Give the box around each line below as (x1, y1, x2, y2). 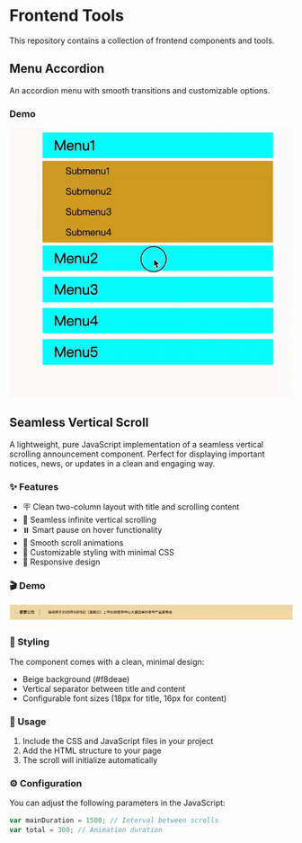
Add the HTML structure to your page (22, 745, 162, 756)
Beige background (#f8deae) (22, 673, 130, 684)
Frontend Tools (9, 5, 124, 26)
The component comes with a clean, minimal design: (9, 656, 205, 667)
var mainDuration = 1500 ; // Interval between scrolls (9, 816, 219, 825)
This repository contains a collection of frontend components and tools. (9, 35, 275, 46)
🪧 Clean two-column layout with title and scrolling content (22, 501, 240, 512)
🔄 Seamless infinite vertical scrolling (22, 514, 157, 525)
